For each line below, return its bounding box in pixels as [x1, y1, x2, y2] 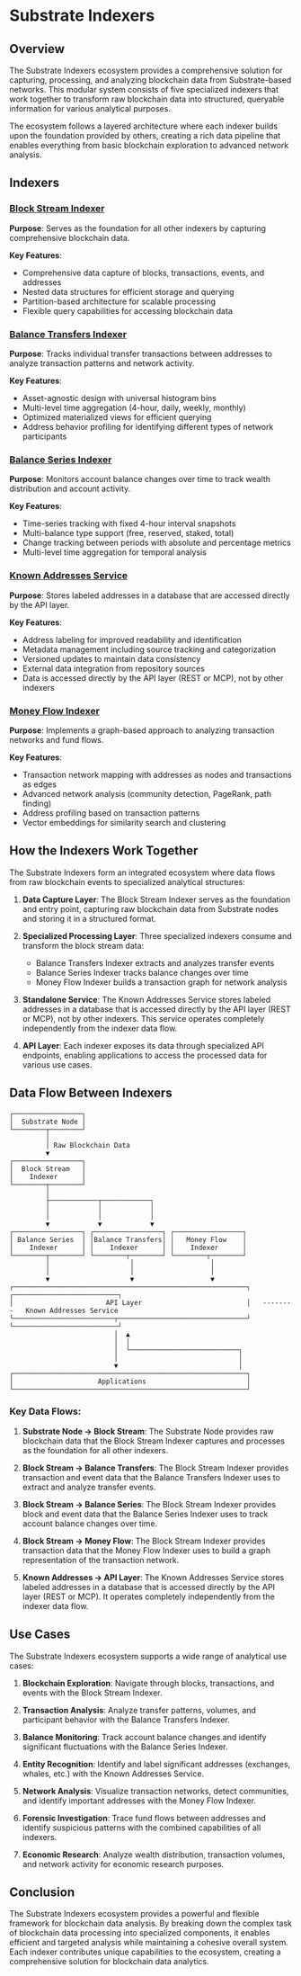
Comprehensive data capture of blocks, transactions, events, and [22, 267, 265, 278]
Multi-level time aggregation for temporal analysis [22, 547, 207, 558]
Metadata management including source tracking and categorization [22, 644, 277, 655]
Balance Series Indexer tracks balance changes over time [35, 967, 249, 978]
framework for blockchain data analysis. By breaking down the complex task [9, 1918, 292, 1929]
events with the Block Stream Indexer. [22, 1687, 163, 1698]
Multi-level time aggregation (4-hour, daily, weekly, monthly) [22, 402, 247, 413]
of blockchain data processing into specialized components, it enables [9, 1927, 270, 1938]
